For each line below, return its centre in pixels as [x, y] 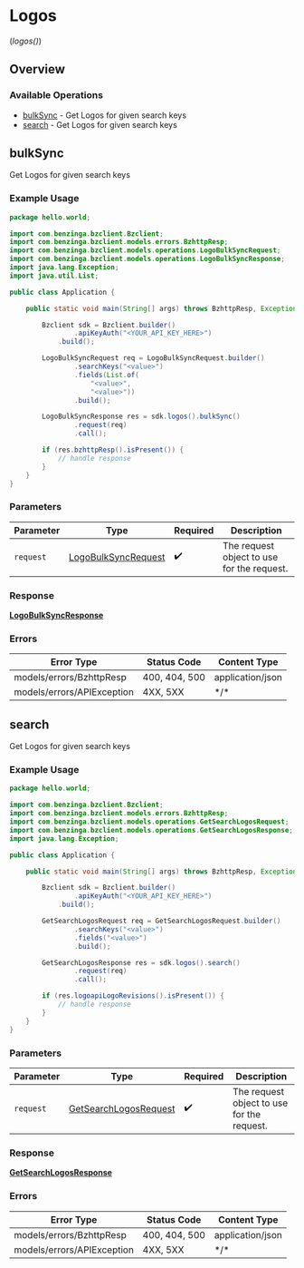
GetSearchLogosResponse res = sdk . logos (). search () [142, 962]
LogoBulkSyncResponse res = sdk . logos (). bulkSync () [142, 417]
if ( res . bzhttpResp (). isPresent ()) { [113, 450]
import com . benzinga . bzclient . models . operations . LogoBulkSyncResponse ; [147, 259]
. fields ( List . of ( [107, 375]
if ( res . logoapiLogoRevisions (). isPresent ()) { [133, 996]
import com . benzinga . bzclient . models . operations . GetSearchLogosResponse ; [152, 830]
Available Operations [57, 95]
